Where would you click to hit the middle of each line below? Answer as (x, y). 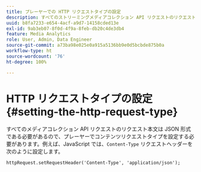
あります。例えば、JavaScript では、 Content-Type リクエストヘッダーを (105, 144)
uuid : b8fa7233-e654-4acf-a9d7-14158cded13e (63, 23)
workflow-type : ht (29, 51)
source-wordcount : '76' (36, 56)
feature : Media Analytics (38, 34)
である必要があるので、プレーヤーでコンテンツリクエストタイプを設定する (98, 137)
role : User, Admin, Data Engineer (49, 40)
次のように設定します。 (35, 152)
